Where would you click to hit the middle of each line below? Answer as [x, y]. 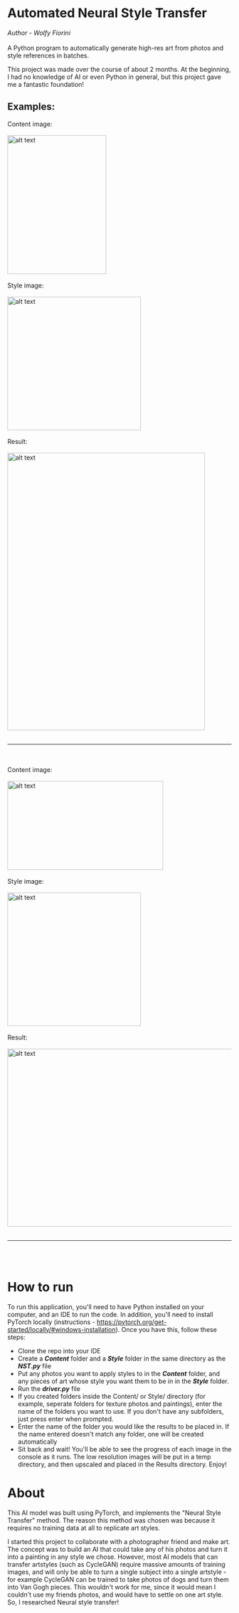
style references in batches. [48, 55]
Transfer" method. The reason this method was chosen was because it [111, 1520]
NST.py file [34, 1366]
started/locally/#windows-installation [62, 1329]
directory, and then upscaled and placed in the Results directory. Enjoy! [122, 1464]
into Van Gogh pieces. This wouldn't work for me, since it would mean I [112, 1587]
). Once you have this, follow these [166, 1329]
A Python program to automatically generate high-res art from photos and [116, 48]
